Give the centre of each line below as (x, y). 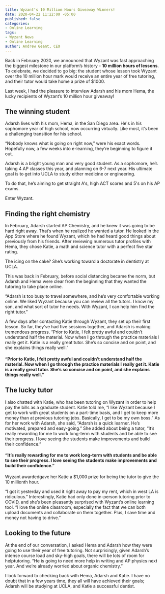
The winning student (38, 112)
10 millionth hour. (22, 482)
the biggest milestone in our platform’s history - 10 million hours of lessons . (82, 66)
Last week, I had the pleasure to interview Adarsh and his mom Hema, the (80, 91)
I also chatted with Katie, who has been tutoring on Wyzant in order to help (81, 402)
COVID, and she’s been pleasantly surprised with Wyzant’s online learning (80, 502)
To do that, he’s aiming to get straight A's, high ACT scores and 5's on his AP (83, 183)
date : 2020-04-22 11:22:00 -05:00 (41, 14)
